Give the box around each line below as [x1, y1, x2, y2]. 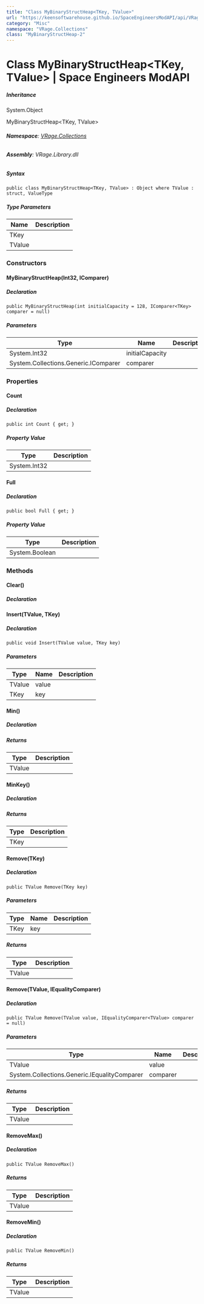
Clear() [6, 582, 25, 589]
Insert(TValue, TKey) [6, 611, 61, 618]
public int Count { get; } [6, 421, 75, 428]
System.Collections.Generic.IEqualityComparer [9, 1070, 144, 1079]
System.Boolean [9, 548, 56, 557]
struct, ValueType [6, 190, 53, 197]
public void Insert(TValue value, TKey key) [6, 640, 121, 646]
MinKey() [6, 781, 30, 788]
